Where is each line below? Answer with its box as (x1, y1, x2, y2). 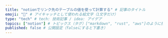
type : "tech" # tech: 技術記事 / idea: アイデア (5, 16, 102, 21)
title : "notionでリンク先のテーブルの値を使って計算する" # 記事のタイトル (5, 7, 146, 12)
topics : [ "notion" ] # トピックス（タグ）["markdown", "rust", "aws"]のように (5, 21, 161, 26)
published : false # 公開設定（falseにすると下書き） (5, 26, 107, 31)
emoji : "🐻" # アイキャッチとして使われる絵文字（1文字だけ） (5, 12, 118, 17)
